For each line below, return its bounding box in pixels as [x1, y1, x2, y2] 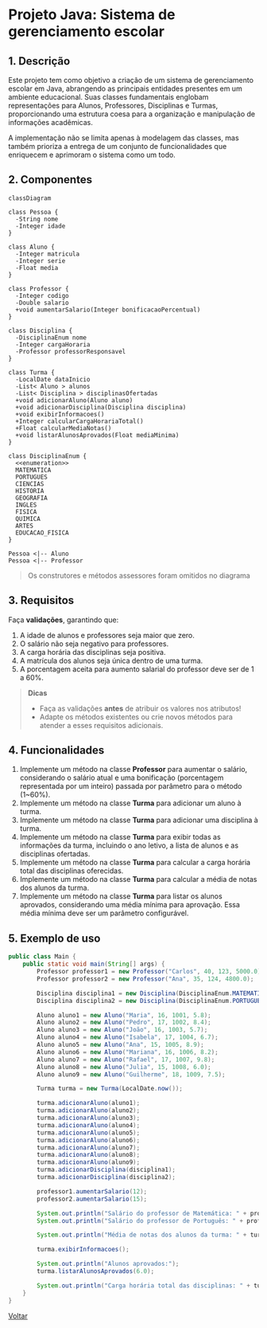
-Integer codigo [15, 292, 69, 300]
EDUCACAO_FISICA [15, 528, 69, 537]
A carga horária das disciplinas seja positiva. [19, 647, 166, 656]
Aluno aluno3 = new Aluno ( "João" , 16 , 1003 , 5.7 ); [37, 1026, 208, 1034]
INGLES [15, 500, 37, 509]
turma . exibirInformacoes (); [37, 1245, 130, 1254]
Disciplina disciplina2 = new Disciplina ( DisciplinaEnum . [37, 997, 233, 1005]
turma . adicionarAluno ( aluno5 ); [37, 1129, 141, 1137]
